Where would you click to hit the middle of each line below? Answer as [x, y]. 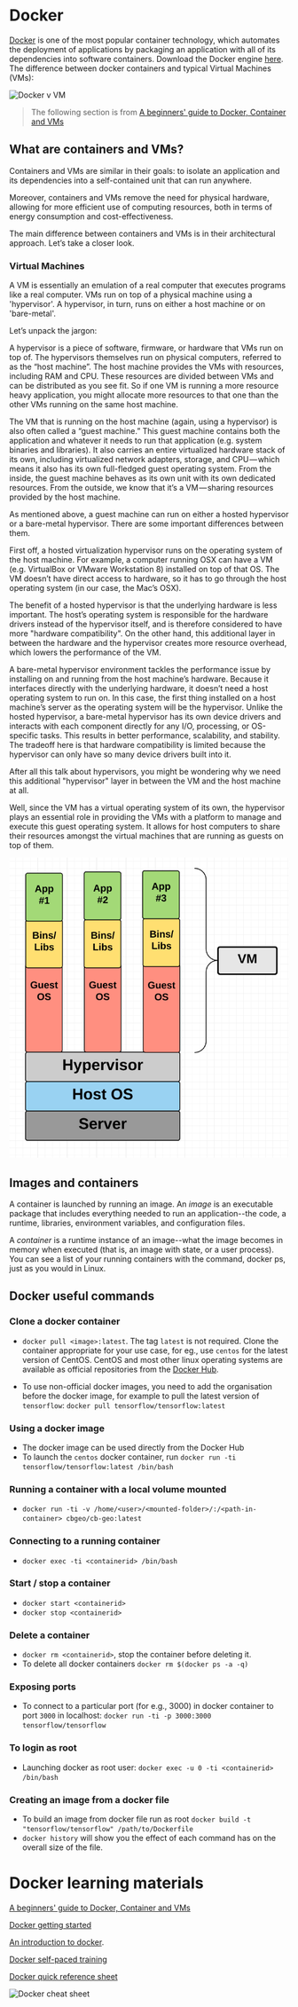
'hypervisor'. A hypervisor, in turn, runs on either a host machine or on [137, 304]
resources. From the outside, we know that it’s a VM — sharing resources [141, 488]
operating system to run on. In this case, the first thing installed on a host [143, 698]
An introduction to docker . [57, 1942]
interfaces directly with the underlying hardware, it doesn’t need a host [139, 689]
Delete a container [50, 1635]
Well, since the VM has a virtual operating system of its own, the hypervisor [147, 807]
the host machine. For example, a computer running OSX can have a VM [141, 560]
